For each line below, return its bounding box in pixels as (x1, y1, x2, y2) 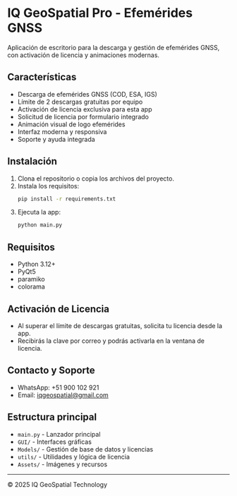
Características (7, 71, 77, 83)
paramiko (17, 275, 45, 284)
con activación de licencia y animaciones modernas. (7, 51, 160, 59)
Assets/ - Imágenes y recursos (17, 460, 108, 468)
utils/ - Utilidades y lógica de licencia (17, 452, 130, 461)
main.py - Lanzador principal (17, 430, 101, 438)
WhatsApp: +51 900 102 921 (17, 383, 99, 392)
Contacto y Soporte (7, 365, 95, 377)
